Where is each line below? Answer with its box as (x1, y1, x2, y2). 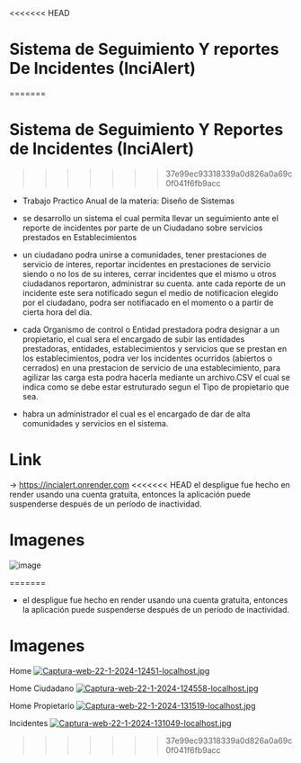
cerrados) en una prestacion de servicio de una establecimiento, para (22, 362, 281, 373)
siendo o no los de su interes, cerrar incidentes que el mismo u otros (22, 268, 277, 279)
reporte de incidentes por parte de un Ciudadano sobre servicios (22, 222, 263, 233)
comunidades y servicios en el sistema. (22, 417, 169, 428)
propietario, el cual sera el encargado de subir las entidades (22, 333, 245, 345)
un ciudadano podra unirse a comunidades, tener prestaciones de (22, 249, 267, 260)
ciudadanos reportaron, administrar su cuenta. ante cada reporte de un (22, 278, 286, 289)
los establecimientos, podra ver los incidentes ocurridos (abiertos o (22, 353, 272, 364)
